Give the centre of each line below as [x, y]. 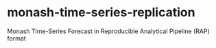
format [16, 38]
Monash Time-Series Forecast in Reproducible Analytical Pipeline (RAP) [109, 31]
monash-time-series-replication [101, 13]
